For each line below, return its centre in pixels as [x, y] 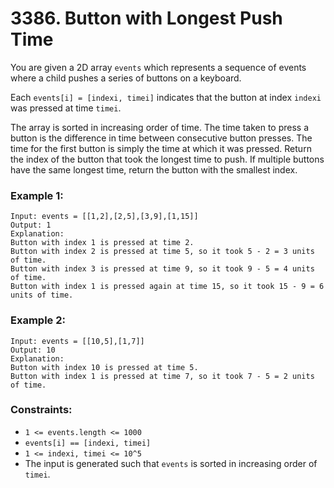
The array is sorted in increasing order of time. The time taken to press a [160, 127]
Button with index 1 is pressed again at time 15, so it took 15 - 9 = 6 [167, 287]
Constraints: [41, 410]
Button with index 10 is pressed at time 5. [104, 367]
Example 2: [38, 320]
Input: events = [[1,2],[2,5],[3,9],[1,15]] [104, 217]
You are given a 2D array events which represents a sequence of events [158, 67]
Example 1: [37, 195]
